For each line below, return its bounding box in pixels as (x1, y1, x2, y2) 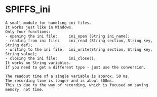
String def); (5, 42, 33, 48)
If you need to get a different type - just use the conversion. (5, 64, 146, 70)
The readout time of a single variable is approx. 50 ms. (5, 74, 130, 79)
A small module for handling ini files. (5, 20, 92, 25)
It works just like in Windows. (5, 24, 73, 30)
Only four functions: (5, 29, 51, 34)
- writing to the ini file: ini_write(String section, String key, (5, 47, 153, 52)
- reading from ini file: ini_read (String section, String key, (5, 38, 153, 43)
